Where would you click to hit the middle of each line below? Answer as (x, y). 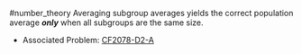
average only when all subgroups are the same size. (107, 22)
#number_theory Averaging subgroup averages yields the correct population (151, 13)
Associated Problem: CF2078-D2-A (88, 40)
